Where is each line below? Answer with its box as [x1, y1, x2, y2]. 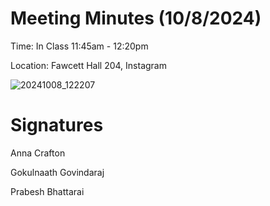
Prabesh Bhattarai [10, 185, 85, 197]
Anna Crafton [10, 147, 66, 159]
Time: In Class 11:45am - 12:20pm [10, 40, 149, 52]
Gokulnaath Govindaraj [10, 166, 105, 178]
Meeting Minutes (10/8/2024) [10, 7, 262, 30]
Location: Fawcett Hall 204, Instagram [10, 59, 167, 71]
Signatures [10, 114, 104, 137]
